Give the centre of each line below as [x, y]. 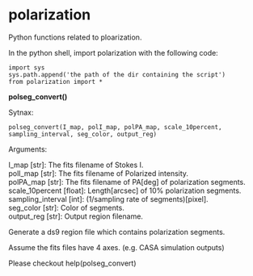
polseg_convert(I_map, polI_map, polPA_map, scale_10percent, [115, 127]
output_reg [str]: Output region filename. [76, 216]
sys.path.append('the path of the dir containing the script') [117, 74]
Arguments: [28, 149]
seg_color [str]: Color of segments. [67, 207]
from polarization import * [56, 82]
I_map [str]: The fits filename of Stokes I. [76, 165]
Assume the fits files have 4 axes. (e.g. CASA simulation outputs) [116, 247]
